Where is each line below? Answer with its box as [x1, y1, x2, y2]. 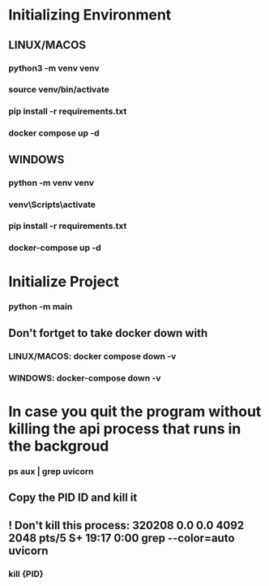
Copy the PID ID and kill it [8, 491, 138, 505]
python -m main [8, 301, 73, 312]
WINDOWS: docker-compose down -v [8, 372, 161, 383]
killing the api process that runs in [8, 420, 241, 437]
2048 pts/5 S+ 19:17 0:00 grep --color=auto [8, 531, 235, 545]
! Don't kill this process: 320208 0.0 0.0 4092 [8, 518, 245, 532]
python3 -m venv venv [8, 62, 100, 74]
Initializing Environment [8, 6, 172, 24]
